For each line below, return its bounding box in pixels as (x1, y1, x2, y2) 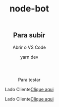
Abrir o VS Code (12, 44, 46, 50)
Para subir (13, 31, 46, 40)
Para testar (18, 77, 41, 83)
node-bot (9, 3, 49, 14)
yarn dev (20, 54, 39, 60)
